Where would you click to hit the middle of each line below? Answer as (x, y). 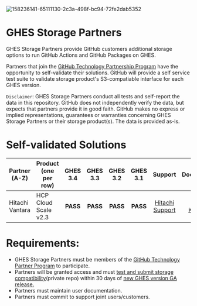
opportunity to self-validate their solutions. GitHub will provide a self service (98, 73)
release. (24, 284)
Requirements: (43, 243)
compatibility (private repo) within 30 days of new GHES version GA (96, 278)
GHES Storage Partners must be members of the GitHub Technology (97, 259)
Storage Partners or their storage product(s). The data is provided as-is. (93, 121)
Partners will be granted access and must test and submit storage (94, 271)
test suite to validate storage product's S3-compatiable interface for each (95, 78)
